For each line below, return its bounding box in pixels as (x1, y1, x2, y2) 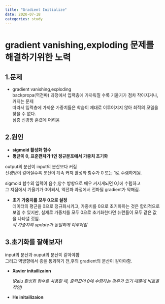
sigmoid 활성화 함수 (12, 147, 52, 153)
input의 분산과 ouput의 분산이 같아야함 (5, 252, 80, 257)
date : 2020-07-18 (5, 12, 41, 17)
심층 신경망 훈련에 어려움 (12, 117, 60, 123)
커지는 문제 (12, 99, 34, 104)
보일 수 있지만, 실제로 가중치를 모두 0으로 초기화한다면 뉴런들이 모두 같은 (12, 209, 152, 215)
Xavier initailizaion (12, 268, 52, 274)
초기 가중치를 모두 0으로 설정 (12, 197, 67, 203)
